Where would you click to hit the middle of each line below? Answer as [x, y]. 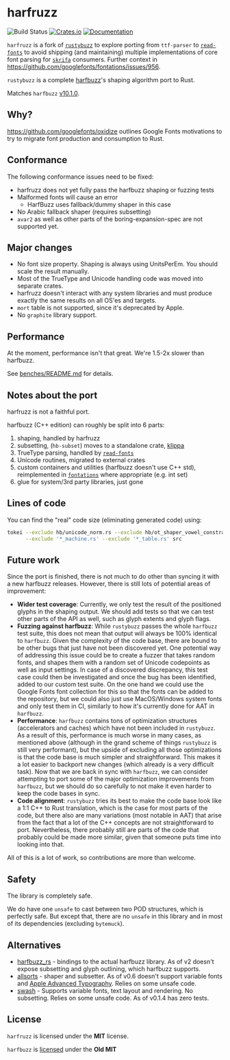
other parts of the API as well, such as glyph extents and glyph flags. [114, 619]
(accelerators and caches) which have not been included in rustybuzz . [116, 728]
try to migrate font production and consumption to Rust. [86, 138]
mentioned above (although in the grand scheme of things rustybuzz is [117, 743]
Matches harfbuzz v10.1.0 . [43, 93]
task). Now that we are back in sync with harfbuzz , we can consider [113, 772]
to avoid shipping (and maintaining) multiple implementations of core [120, 52]
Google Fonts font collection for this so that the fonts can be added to [115, 692]
